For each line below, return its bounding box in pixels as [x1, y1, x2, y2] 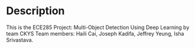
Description [6, 4, 65, 18]
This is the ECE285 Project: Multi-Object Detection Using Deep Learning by [6, 24, 190, 31]
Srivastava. [6, 36, 34, 43]
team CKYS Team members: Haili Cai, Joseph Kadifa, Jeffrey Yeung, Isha [6, 30, 184, 37]
